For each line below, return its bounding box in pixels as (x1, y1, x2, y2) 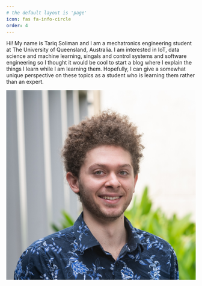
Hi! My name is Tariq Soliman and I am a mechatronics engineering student (6, 40, 192, 47)
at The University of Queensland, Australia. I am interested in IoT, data (6, 46, 180, 54)
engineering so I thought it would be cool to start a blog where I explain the (6, 59, 192, 66)
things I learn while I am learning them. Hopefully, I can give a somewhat (6, 65, 186, 72)
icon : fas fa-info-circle (6, 16, 71, 22)
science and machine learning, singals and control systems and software (6, 52, 187, 60)
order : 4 (6, 22, 28, 28)
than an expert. (6, 78, 44, 86)
